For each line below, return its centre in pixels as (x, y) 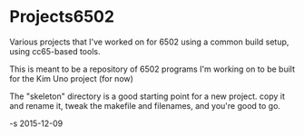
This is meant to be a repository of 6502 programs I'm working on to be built (152, 69)
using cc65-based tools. (55, 51)
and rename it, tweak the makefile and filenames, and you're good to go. (145, 105)
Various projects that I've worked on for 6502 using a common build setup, (149, 42)
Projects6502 (62, 17)
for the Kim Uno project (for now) (72, 78)
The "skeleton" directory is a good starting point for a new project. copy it (147, 96)
